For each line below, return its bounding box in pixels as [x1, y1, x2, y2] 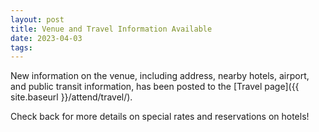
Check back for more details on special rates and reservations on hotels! [10, 111, 310, 123]
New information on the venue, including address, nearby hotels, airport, [10, 70, 310, 82]
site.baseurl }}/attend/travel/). [10, 91, 133, 103]
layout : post [10, 14, 65, 25]
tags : [10, 42, 33, 53]
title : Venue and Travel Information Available [10, 24, 213, 34]
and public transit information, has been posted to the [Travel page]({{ [10, 81, 300, 93]
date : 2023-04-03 [10, 33, 83, 43]
